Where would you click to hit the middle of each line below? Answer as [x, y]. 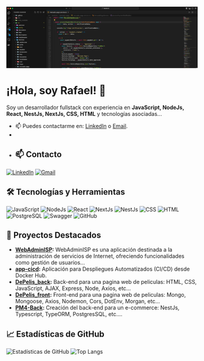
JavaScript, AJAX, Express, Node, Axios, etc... [73, 288]
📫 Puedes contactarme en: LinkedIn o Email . [71, 126]
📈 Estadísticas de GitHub [56, 334]
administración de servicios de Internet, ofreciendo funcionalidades [100, 256]
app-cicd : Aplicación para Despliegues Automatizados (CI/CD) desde [102, 269]
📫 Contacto [38, 154]
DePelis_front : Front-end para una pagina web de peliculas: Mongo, [100, 295]
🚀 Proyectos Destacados [54, 235]
